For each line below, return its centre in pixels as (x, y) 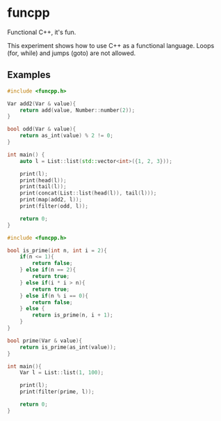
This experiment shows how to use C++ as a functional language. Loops (111, 45)
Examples (29, 75)
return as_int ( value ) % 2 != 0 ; (66, 136)
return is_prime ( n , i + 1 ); (73, 315)
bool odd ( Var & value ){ (42, 129)
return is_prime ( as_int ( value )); (68, 347)
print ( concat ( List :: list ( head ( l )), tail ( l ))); (88, 193)
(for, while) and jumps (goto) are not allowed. (72, 53)
